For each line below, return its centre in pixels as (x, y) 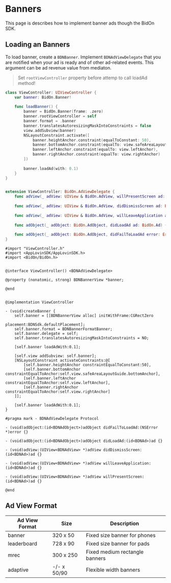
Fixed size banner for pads (118, 544)
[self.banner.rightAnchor (51, 387)
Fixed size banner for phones (121, 535)
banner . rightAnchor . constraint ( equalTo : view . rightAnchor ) (96, 154)
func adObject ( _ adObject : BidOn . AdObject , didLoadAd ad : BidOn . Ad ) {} (92, 225)
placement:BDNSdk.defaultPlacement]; (45, 325)
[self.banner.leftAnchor (50, 378)
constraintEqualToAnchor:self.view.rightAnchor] (58, 392)
